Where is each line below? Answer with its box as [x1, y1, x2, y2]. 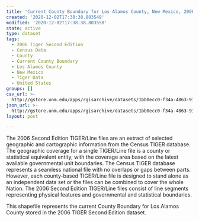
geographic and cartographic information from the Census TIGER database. [6, 141, 191, 148]
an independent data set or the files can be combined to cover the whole [6, 179, 184, 186]
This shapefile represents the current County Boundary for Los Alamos [6, 202, 179, 210]
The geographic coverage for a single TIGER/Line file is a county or [6, 147, 171, 155]
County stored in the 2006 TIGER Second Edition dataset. [6, 209, 147, 216]
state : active [6, 25, 41, 31]
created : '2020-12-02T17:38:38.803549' [6, 14, 105, 20]
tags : [6, 36, 20, 42]
